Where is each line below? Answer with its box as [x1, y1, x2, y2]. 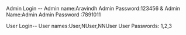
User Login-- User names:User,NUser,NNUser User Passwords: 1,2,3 [6, 23, 173, 29]
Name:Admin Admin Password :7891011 [6, 11, 101, 18]
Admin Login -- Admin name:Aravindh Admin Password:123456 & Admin [6, 5, 180, 12]
